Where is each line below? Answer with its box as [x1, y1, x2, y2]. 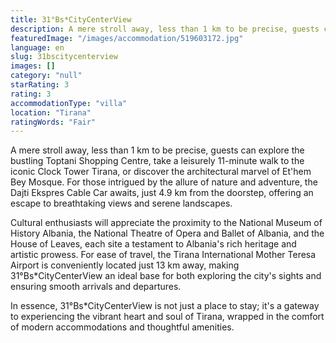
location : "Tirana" [10, 107, 92, 118]
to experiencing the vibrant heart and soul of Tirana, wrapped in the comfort [10, 311, 325, 323]
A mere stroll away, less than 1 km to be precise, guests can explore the [10, 144, 305, 156]
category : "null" [10, 71, 83, 81]
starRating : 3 [10, 80, 70, 90]
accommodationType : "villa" [10, 98, 128, 108]
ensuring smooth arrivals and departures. [10, 281, 182, 293]
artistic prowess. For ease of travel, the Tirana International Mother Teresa [10, 249, 317, 261]
